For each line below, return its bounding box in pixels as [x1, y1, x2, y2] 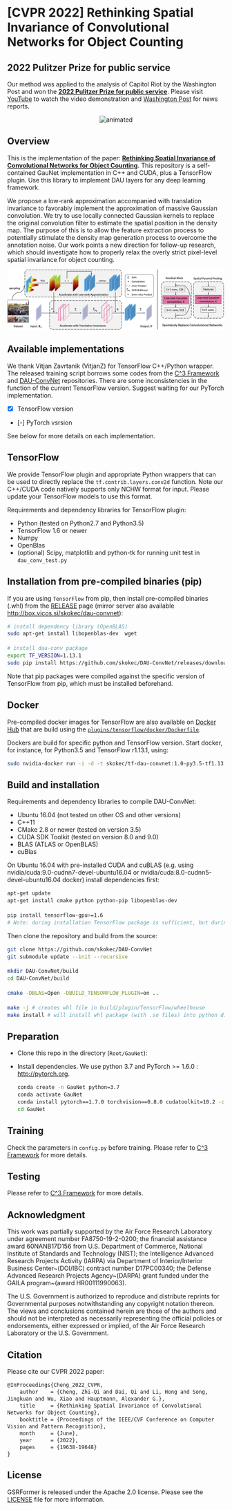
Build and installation [7, 779, 100, 791]
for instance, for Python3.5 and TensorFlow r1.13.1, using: [7, 745, 169, 754]
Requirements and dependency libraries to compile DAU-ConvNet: [7, 797, 197, 806]
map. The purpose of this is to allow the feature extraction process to [7, 226, 204, 234]
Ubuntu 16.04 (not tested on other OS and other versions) [17, 811, 182, 819]
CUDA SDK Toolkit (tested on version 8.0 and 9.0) [17, 833, 159, 841]
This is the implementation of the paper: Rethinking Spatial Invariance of [7, 153, 216, 162]
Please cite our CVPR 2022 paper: [7, 1368, 105, 1376]
